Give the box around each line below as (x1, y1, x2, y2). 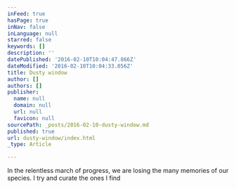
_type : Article (7, 141, 52, 148)
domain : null (13, 102, 52, 109)
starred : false (7, 37, 52, 44)
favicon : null (13, 115, 55, 122)
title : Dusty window (7, 69, 68, 76)
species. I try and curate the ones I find (7, 174, 121, 183)
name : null (13, 96, 46, 103)
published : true (7, 128, 55, 135)
